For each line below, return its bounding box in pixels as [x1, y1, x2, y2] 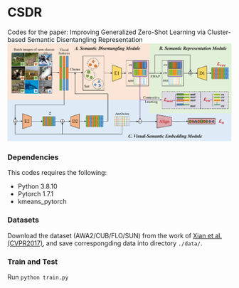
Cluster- [207, 28, 231, 36]
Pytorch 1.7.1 [17, 190, 54, 198]
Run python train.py [7, 273, 69, 282]
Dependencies [7, 152, 59, 162]
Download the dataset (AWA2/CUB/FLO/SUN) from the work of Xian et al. [7, 231, 223, 240]
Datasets [7, 215, 39, 225]
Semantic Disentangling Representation [27, 35, 144, 43]
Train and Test [7, 257, 58, 267]
